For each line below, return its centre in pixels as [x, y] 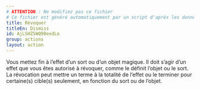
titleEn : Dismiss [28, 28]
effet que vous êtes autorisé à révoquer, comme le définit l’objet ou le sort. [97, 68]
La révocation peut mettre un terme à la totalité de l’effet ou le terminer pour [99, 75]
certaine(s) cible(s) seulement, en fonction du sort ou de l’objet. [84, 80]
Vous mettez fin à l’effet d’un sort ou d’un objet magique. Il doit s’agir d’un [96, 62]
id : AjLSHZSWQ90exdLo [33, 34]
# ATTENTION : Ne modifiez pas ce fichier [60, 12]
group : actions [25, 39]
